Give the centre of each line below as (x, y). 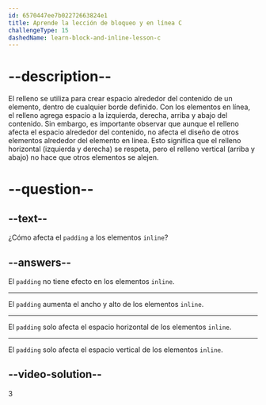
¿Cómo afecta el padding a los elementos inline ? (88, 237)
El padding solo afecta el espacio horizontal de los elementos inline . (120, 327)
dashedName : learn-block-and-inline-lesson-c (84, 38)
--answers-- (40, 262)
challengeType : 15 (38, 30)
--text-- (28, 218)
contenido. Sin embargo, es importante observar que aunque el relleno (123, 124)
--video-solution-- (55, 375)
